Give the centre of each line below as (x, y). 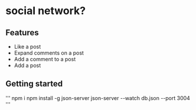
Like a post (27, 46)
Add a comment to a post (45, 59)
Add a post (27, 65)
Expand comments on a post (49, 53)
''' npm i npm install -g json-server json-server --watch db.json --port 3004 (98, 98)
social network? (46, 11)
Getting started (34, 84)
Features (22, 33)
